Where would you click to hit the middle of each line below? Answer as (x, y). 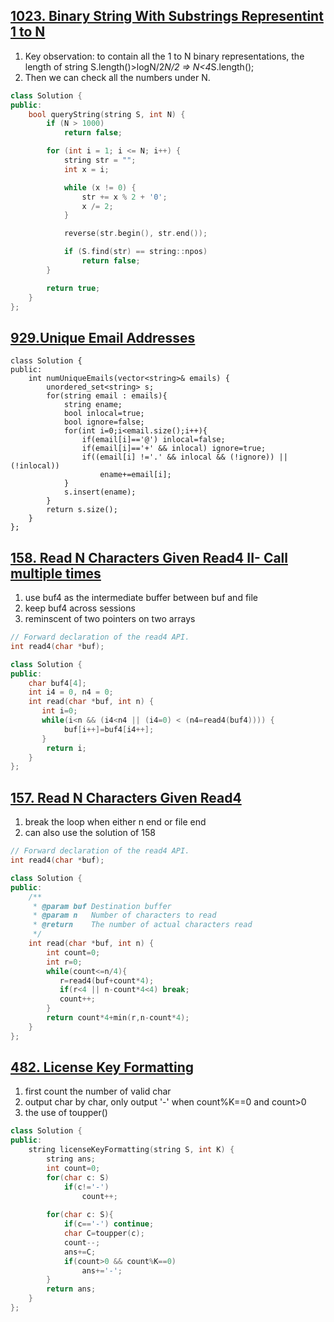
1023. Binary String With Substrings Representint (167, 16)
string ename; (93, 405)
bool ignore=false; (104, 422)
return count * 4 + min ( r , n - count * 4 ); (118, 1018)
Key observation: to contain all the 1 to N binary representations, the (164, 56)
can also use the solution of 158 (90, 833)
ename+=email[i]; (135, 475)
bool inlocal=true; (104, 414)
